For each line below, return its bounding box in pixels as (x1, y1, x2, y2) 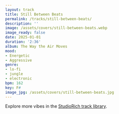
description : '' (5, 21, 39, 26)
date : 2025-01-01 (5, 35, 41, 40)
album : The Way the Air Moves (5, 44, 68, 49)
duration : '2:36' (5, 39, 41, 44)
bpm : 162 (5, 80, 23, 85)
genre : (5, 62, 19, 67)
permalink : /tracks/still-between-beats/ (5, 16, 92, 21)
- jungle (5, 72, 23, 76)
